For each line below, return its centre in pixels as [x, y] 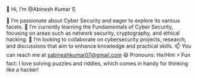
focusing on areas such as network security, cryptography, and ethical [93, 33]
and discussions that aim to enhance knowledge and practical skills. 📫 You [99, 46]
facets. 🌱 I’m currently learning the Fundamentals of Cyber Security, [90, 27]
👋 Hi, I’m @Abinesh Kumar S [41, 9]
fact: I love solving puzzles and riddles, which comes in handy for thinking [97, 63]
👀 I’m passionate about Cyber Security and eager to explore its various [93, 20]
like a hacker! [23, 70]
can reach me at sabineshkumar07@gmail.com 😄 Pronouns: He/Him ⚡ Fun [98, 55]
